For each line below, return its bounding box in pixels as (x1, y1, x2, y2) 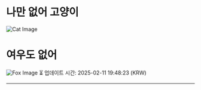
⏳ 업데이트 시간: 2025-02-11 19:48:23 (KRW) (38, 69, 147, 76)
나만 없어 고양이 (6, 5, 79, 19)
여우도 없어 (6, 48, 57, 62)
